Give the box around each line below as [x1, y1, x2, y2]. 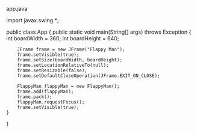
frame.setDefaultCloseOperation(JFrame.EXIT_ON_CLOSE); [17, 73, 161, 79]
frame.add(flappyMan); [17, 88, 74, 94]
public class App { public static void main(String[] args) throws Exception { [6, 28, 192, 36]
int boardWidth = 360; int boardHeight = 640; [6, 35, 119, 42]
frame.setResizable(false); [17, 67, 87, 73]
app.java [6, 5, 28, 12]
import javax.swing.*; [6, 17, 59, 23]
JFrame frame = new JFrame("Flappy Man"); [17, 46, 125, 52]
